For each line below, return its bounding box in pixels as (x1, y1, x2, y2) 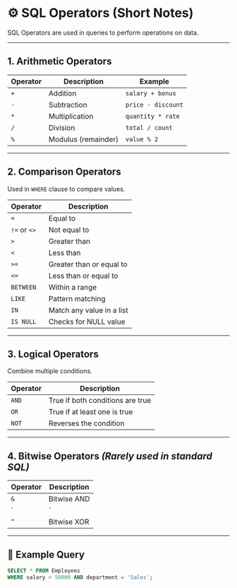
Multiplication (48, 111, 94, 121)
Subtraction (48, 100, 87, 110)
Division (48, 122, 75, 132)
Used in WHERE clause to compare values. (7, 184, 126, 193)
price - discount (126, 100, 183, 109)
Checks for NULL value (48, 317, 126, 327)
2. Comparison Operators (7, 166, 121, 178)
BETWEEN (11, 283, 37, 291)
